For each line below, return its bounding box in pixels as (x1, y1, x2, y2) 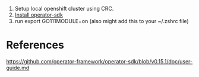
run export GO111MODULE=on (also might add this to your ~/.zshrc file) (14, 18, 189, 24)
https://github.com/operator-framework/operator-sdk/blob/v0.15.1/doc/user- (6, 57, 193, 65)
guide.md (6, 64, 30, 71)
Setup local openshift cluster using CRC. (14, 5, 114, 12)
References (6, 38, 64, 52)
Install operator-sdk (14, 11, 64, 18)
